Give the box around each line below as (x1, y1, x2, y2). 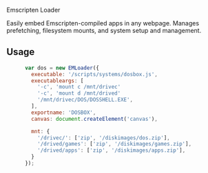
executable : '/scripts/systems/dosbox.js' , (31, 71, 158, 78)
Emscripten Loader (6, 6, 61, 14)
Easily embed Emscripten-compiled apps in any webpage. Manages (6, 19, 200, 27)
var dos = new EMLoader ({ (24, 65, 99, 71)
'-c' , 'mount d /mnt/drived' (37, 90, 121, 97)
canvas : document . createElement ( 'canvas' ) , (31, 115, 158, 122)
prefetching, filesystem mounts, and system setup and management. (6, 27, 202, 34)
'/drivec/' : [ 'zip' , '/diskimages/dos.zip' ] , (37, 134, 170, 141)
